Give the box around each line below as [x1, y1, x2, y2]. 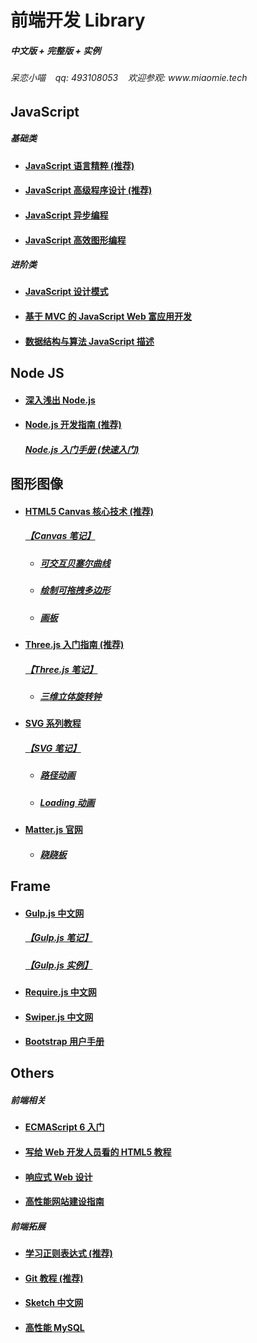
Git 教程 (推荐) [24, 1272, 84, 1284]
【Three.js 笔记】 [24, 663, 98, 675]
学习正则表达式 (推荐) [24, 1247, 113, 1260]
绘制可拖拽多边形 [39, 584, 111, 596]
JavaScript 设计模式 [24, 286, 109, 298]
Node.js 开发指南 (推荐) [24, 419, 122, 431]
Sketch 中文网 [24, 1297, 84, 1309]
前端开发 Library [10, 9, 146, 32]
